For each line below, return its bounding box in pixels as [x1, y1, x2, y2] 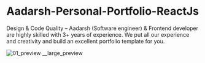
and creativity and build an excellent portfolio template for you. [6, 37, 165, 45]
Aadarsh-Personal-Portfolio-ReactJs [6, 4, 199, 18]
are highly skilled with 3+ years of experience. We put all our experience [6, 31, 190, 38]
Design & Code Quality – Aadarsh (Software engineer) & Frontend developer [6, 24, 198, 32]
